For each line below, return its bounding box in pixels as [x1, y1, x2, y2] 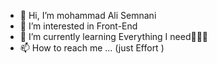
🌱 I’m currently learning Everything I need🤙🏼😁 [19, 31, 209, 42]
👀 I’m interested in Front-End [19, 20, 138, 32]
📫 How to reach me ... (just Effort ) [19, 42, 165, 54]
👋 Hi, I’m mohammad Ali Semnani [19, 10, 157, 21]
